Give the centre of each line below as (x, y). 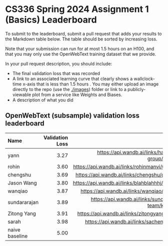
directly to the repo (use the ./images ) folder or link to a (69, 89)
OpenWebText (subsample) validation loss (72, 116)
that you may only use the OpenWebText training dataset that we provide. (81, 54)
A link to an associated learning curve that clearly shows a (72, 78)
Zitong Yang (22, 213)
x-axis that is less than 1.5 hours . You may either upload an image (91, 84)
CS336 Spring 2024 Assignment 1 (77, 9)
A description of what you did (43, 100)
